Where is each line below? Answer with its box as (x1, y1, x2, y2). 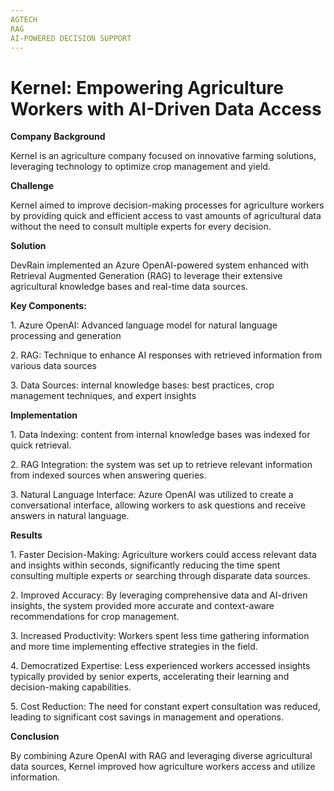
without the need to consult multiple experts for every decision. (10, 221, 272, 233)
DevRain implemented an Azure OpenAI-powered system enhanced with (10, 259, 309, 271)
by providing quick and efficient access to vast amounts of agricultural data (10, 210, 322, 222)
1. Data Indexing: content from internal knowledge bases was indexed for (10, 429, 311, 441)
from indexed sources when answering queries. (10, 469, 207, 481)
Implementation (10, 409, 78, 421)
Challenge (10, 180, 55, 192)
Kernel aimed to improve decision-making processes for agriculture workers (10, 199, 325, 211)
